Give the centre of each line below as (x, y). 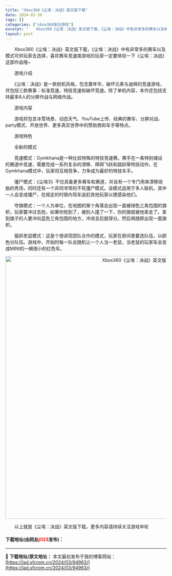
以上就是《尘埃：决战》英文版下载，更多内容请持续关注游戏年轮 (81, 527)
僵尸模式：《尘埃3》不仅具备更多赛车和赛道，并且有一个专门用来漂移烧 (88, 182)
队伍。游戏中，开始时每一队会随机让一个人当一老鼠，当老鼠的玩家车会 (88, 242)
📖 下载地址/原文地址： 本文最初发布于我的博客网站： (61, 556)
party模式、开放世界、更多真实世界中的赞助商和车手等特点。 (69, 125)
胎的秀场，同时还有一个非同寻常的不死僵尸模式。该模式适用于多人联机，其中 (86, 188)
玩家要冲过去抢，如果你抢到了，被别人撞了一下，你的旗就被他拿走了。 (88, 212)
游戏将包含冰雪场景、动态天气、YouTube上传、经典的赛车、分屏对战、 (88, 119)
